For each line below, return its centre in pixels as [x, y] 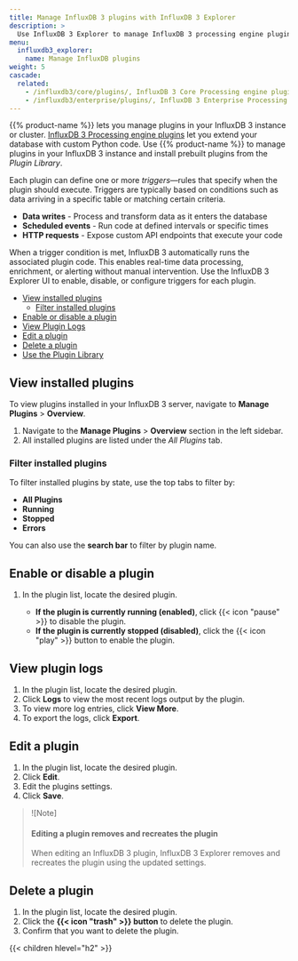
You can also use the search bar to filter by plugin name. [113, 545]
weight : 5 [27, 68]
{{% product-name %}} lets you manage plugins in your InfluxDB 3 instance [148, 125]
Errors [34, 528]
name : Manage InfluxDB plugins [83, 59]
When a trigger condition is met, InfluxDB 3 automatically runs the [129, 252]
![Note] [44, 813]
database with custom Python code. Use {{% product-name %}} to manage [147, 144]
